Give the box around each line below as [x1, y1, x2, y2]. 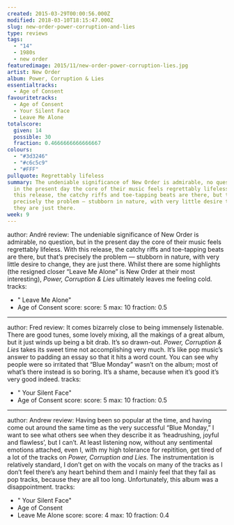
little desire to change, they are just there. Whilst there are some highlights [7, 259, 221, 268]
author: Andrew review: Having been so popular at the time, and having [7, 416, 212, 424]
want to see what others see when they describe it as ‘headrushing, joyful [7, 430, 219, 439]
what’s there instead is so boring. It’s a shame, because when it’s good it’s [7, 367, 219, 376]
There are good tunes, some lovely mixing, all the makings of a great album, [7, 330, 225, 339]
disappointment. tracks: [7, 482, 75, 491]
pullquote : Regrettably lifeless [7, 172, 104, 179]
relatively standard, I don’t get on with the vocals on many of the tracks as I [7, 460, 223, 469]
